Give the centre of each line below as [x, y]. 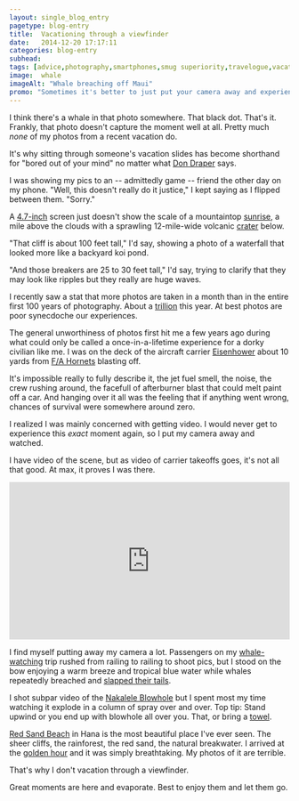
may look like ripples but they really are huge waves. [105, 279]
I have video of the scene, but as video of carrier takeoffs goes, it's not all [145, 460]
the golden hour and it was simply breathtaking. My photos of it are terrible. [148, 752]
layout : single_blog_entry [59, 17]
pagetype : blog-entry [49, 26]
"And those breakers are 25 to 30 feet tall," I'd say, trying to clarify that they [148, 270]
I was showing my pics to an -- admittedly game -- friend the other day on [145, 180]
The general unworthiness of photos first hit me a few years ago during [140, 332]
